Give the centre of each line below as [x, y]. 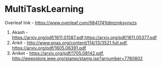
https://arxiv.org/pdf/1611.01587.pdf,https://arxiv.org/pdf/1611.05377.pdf [84, 37]
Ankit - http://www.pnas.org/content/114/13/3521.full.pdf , [70, 42]
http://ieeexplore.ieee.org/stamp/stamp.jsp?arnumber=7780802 [77, 58]
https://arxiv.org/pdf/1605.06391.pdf [49, 48]
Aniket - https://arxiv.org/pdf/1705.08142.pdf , [58, 53]
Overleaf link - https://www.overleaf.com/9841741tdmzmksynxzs [71, 23]
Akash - [20, 32]
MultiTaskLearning [44, 9]
